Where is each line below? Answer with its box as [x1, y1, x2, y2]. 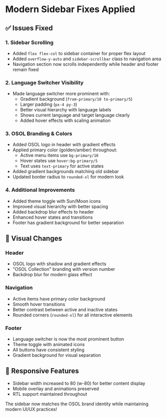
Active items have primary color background [12, 296, 105, 302]
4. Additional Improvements [5, 186, 75, 193]
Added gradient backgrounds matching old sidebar [12, 169, 119, 175]
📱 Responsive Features [5, 367, 79, 376]
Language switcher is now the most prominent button [12, 336, 124, 342]
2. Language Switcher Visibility [5, 79, 84, 86]
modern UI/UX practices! [5, 406, 57, 412]
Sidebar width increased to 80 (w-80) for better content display [12, 380, 146, 386]
